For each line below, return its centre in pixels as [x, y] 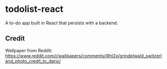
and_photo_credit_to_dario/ [33, 61]
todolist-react [34, 9]
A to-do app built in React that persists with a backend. [62, 23]
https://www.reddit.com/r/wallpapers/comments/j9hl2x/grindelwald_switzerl [83, 56]
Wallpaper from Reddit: [29, 50]
